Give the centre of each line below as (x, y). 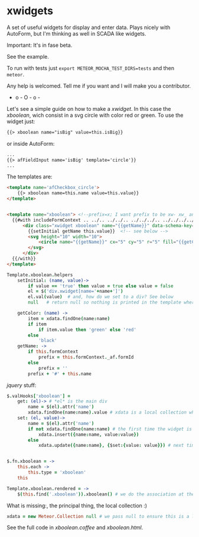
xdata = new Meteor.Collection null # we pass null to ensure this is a (98, 516)
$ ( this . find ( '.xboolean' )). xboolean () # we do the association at (101, 494)
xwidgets (30, 11)
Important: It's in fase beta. (40, 45)
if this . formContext (53, 352)
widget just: (21, 121)
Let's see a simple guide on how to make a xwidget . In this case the (89, 108)
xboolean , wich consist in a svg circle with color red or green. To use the (95, 115)
